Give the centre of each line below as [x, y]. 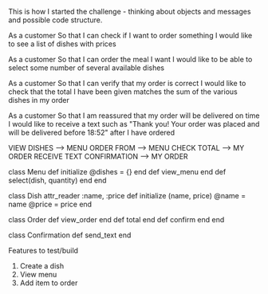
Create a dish [42, 266]
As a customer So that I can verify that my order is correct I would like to [127, 83]
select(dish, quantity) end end [57, 180]
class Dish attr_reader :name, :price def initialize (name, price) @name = [127, 196]
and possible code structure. [55, 20]
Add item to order [49, 283]
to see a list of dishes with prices [63, 44]
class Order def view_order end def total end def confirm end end [116, 220]
